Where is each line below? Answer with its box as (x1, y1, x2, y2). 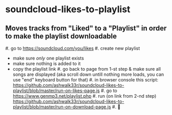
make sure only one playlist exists (12, 55, 84, 61)
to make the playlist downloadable (5, 32, 117, 40)
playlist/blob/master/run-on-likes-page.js (12, 88, 100, 94)
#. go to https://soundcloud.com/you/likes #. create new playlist (5, 45, 140, 51)
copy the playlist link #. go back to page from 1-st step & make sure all (12, 66, 161, 72)
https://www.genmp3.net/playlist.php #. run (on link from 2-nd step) (12, 93, 157, 99)
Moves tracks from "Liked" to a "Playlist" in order (5, 24, 167, 33)
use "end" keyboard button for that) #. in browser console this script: (12, 77, 159, 82)
